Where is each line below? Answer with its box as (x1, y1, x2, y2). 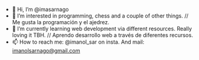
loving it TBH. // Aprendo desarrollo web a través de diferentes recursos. (11, 32, 194, 39)
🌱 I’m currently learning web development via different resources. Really (11, 25, 192, 32)
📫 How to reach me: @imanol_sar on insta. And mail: (11, 38, 145, 45)
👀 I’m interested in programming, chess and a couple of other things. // (11, 12, 189, 19)
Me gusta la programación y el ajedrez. (11, 19, 110, 25)
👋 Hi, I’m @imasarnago (11, 6, 69, 13)
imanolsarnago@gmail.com (11, 47, 80, 54)
